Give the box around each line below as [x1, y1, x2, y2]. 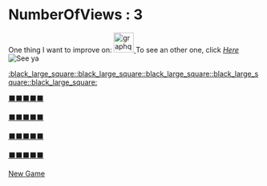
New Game [8, 168, 46, 178]
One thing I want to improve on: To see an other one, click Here [8, 45, 239, 54]
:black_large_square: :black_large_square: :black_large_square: [8, 69, 212, 78]
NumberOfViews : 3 [8, 6, 143, 24]
